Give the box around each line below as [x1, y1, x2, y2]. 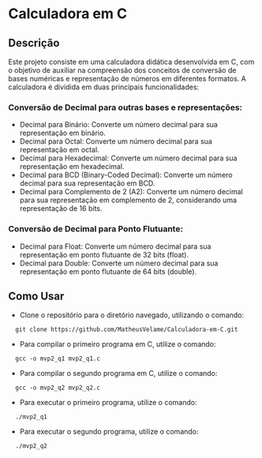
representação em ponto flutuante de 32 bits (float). [19, 250, 189, 259]
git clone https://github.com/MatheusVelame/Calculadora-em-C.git [15, 325, 238, 334]
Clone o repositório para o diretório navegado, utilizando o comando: [19, 310, 245, 320]
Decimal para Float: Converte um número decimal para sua [19, 242, 211, 251]
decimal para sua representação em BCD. [19, 178, 155, 188]
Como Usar [8, 289, 65, 302]
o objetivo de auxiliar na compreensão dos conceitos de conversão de [8, 66, 237, 75]
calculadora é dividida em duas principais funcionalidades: [8, 82, 200, 92]
